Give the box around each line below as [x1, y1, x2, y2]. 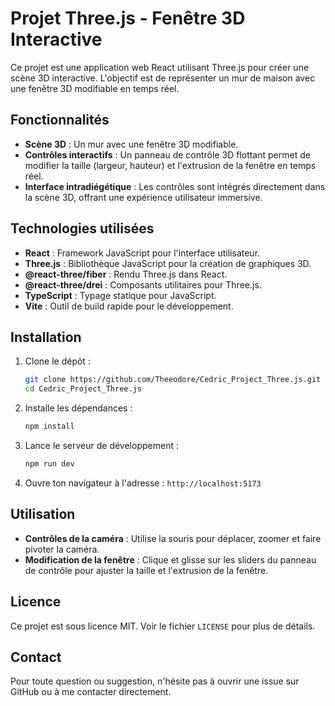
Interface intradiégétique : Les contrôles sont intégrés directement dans [24, 180, 326, 192]
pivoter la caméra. [24, 543, 100, 555]
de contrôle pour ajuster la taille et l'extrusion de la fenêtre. [24, 564, 269, 576]
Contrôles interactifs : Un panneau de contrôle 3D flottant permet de [24, 148, 311, 161]
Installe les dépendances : [24, 402, 133, 414]
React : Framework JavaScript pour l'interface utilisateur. [24, 247, 261, 259]
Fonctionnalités [10, 112, 110, 129]
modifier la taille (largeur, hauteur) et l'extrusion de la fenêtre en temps [24, 159, 317, 171]
